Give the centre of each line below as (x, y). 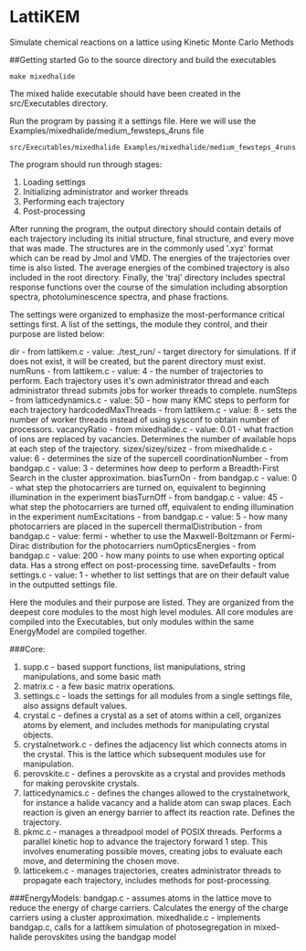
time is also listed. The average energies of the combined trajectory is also (150, 268)
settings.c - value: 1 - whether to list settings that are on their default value (149, 575)
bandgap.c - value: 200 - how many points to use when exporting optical (147, 555)
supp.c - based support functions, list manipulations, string (134, 666)
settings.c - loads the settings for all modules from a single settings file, (157, 695)
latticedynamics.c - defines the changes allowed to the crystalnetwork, (156, 793)
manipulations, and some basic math (92, 676)
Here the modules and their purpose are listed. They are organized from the (152, 602)
